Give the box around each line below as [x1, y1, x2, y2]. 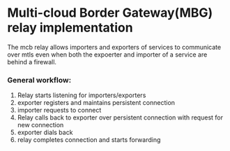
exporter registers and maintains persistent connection [17, 99, 176, 107]
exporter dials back [17, 128, 73, 137]
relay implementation [7, 20, 134, 36]
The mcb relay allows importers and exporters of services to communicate [7, 43, 222, 51]
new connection [17, 121, 64, 129]
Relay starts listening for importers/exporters [17, 91, 146, 99]
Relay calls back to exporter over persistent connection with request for [17, 113, 223, 122]
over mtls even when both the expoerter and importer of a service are [7, 50, 208, 59]
